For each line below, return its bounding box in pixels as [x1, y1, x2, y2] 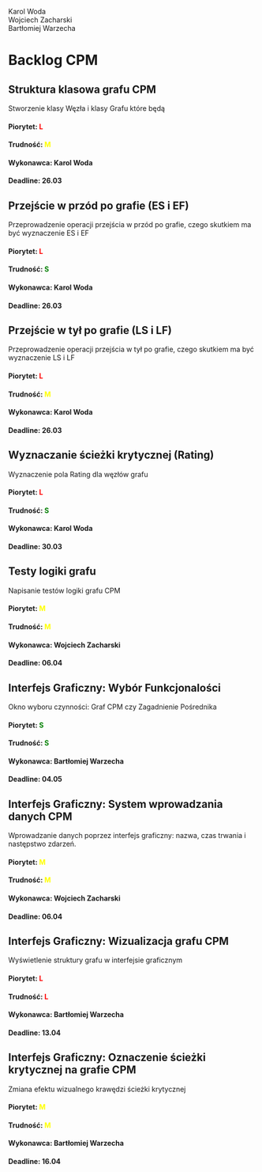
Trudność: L [8, 992, 49, 1001]
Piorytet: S [8, 720, 44, 730]
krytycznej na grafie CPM [8, 1064, 137, 1077]
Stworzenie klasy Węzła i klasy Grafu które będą [8, 104, 166, 113]
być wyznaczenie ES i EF [8, 229, 89, 238]
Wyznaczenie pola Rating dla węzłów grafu [8, 469, 148, 479]
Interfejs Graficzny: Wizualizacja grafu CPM [8, 934, 229, 948]
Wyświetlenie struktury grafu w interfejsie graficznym [8, 955, 183, 965]
